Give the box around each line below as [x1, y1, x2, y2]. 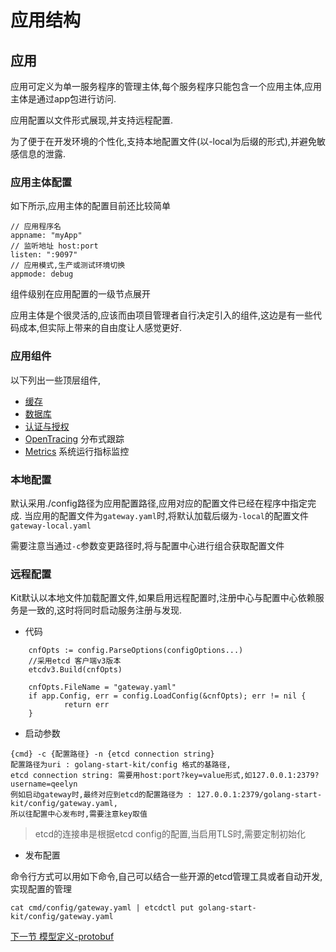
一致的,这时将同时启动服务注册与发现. [27, 604, 183, 616]
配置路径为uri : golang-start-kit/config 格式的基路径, [10, 760, 232, 770]
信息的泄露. [18, 148, 67, 160]
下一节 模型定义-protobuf [10, 931, 115, 943]
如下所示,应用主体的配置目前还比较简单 [10, 200, 172, 212]
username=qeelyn [10, 779, 78, 790]
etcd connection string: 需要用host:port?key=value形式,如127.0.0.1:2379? [10, 771, 320, 781]
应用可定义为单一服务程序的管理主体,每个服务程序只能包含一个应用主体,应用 [10, 81, 323, 92]
